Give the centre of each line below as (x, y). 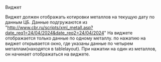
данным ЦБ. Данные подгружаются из (46, 22)
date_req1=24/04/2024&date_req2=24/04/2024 (55, 33)
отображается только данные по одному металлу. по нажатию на (76, 38)
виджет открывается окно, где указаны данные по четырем (69, 43)
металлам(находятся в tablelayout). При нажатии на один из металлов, (81, 49)
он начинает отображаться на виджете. (48, 54)
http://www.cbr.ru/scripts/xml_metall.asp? (50, 27)
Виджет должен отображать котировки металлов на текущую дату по (80, 17)
